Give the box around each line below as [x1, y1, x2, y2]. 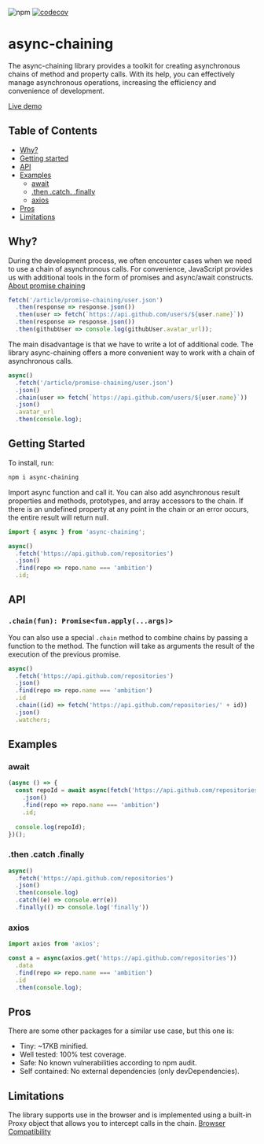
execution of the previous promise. [8, 650, 121, 659]
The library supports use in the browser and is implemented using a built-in [8, 1110, 251, 1120]
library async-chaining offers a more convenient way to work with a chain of [8, 347, 255, 357]
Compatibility [8, 1127, 51, 1137]
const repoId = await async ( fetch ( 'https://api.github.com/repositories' [15, 787, 262, 794]
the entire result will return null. [8, 513, 109, 522]
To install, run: [8, 457, 54, 468]
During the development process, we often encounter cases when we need [8, 256, 252, 265]
